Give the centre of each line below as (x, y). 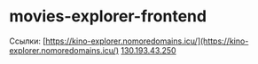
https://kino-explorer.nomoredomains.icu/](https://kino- (147, 41)
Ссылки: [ (27, 41)
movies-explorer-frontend (108, 16)
